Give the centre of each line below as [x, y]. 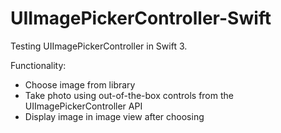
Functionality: [38, 65]
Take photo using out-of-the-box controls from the [129, 95]
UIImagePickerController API [83, 106]
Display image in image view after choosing [114, 116]
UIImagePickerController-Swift [141, 18]
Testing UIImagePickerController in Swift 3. [99, 46]
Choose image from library [80, 84]
